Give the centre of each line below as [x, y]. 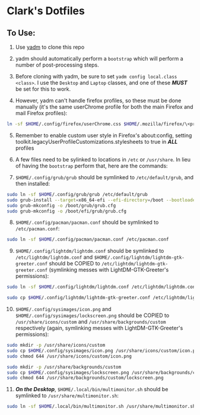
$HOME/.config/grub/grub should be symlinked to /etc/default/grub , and [104, 177]
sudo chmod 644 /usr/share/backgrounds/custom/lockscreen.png [85, 378]
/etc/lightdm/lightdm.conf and [54, 257]
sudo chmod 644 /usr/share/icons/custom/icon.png [69, 356]
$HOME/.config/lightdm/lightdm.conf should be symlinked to [90, 251]
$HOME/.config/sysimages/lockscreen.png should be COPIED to [92, 315]
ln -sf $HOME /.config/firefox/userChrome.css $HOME [72, 124]
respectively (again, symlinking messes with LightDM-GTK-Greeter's [99, 328]
